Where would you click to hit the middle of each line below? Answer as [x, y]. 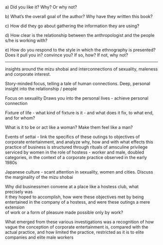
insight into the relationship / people [41, 89]
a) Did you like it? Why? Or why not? [41, 7]
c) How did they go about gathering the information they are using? [72, 26]
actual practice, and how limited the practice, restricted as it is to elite [74, 232]
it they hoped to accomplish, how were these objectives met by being [74, 197]
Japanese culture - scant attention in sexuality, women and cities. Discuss [79, 172]
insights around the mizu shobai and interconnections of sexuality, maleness [81, 69]
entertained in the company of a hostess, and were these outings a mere [78, 202]
